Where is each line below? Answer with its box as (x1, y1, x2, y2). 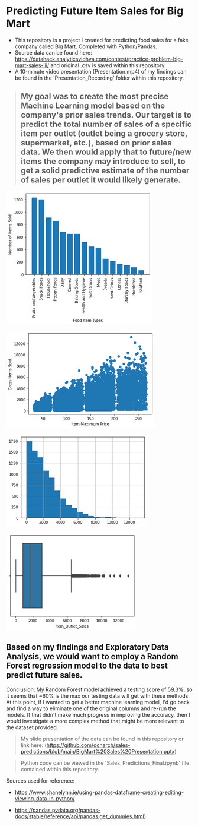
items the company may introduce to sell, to (20, 156, 186, 167)
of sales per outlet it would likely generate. (20, 175, 181, 185)
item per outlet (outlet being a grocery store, (20, 129, 188, 139)
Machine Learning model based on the (20, 101, 165, 111)
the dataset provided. (6, 723, 59, 731)
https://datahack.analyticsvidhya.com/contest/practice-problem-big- (14, 55, 183, 62)
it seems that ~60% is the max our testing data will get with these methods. (6, 692, 190, 699)
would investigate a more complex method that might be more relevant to (6, 717, 184, 724)
